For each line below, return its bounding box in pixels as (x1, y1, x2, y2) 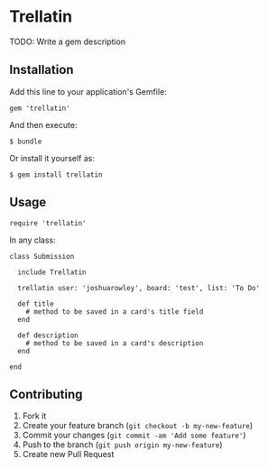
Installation (9, 62, 74, 78)
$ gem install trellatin (9, 170, 103, 179)
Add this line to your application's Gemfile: (9, 86, 167, 96)
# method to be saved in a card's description (25, 338, 204, 348)
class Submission (9, 252, 75, 261)
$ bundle (9, 137, 42, 146)
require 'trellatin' (9, 218, 88, 227)
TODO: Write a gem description (9, 36, 126, 47)
